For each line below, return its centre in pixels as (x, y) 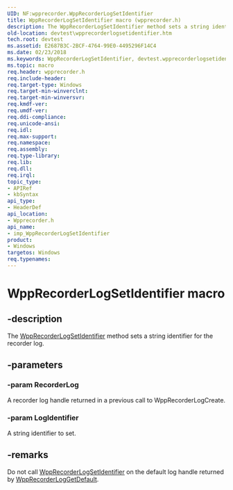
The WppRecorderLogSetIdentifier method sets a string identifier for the (110, 336)
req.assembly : (28, 149)
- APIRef (20, 188)
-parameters (35, 365)
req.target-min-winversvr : (46, 98)
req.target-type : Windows (44, 85)
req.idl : (20, 130)
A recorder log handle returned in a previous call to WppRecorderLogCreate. (116, 400)
